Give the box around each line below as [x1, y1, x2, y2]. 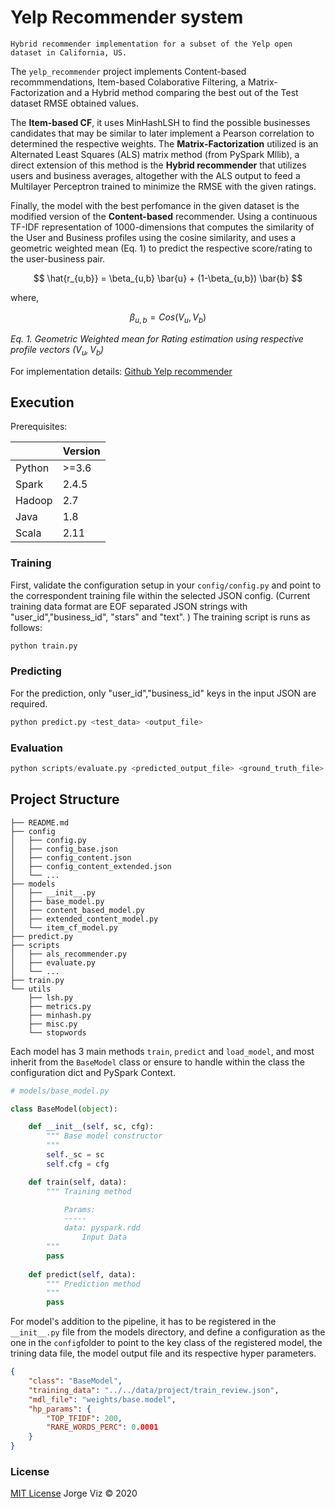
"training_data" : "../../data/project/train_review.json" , [28, 1385, 280, 1395]
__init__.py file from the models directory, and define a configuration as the [10, 1326, 326, 1338]
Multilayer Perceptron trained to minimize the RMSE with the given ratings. [10, 180, 317, 192]
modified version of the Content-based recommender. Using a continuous [10, 210, 318, 222]
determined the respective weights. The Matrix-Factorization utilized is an [10, 137, 319, 150]
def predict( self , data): [28, 1269, 137, 1280]
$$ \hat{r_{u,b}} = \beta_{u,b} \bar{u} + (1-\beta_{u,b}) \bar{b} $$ [33, 272, 303, 284]
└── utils [10, 984, 52, 994]
